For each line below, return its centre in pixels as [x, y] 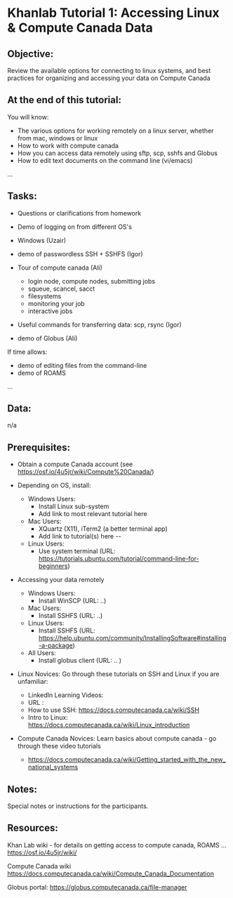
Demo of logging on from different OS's [74, 227]
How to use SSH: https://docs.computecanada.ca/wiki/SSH [114, 710]
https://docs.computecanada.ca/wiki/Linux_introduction [109, 725]
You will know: [28, 117]
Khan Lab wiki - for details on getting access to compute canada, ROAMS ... [117, 845]
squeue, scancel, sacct [61, 289]
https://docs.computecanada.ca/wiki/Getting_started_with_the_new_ [127, 760]
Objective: [31, 54]
